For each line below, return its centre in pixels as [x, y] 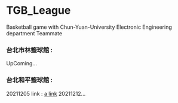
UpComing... [22, 63]
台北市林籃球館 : [29, 50]
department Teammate [34, 33]
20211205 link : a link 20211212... [46, 93]
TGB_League [39, 10]
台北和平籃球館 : [29, 80]
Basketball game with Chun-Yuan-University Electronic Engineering [89, 27]
